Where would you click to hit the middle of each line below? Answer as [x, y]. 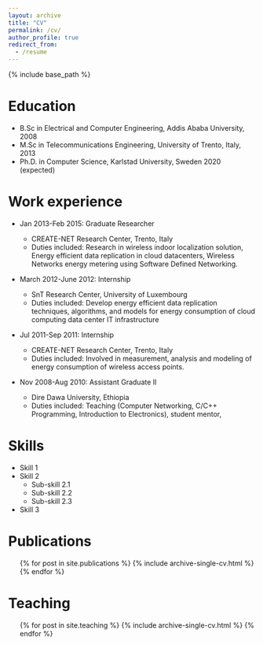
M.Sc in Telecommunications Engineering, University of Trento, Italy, [130, 145]
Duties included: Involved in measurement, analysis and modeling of [142, 358]
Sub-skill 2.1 [51, 484]
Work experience [66, 202]
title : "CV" [27, 23]
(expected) [37, 169]
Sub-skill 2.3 [51, 501]
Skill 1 [29, 467]
